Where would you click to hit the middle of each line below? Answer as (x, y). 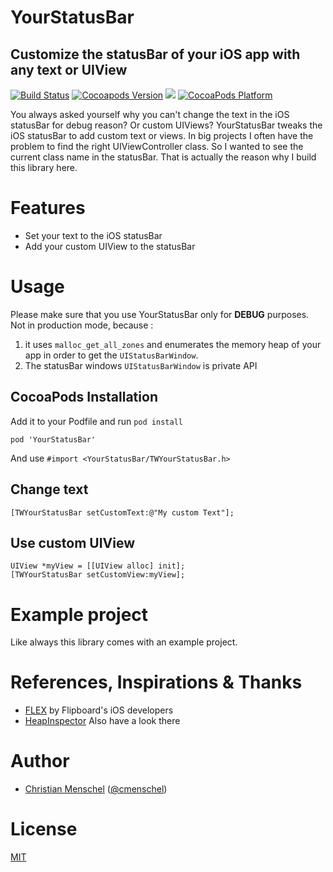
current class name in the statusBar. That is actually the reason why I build (163, 157)
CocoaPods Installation (84, 397)
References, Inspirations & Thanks (156, 682)
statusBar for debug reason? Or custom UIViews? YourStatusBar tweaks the (166, 125)
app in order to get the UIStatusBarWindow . (111, 355)
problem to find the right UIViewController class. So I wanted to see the (157, 146)
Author (40, 761)
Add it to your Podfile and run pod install (96, 421)
